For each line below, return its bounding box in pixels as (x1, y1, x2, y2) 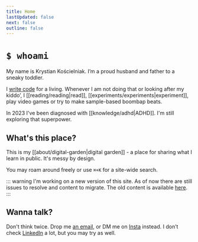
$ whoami (6, 51, 49, 62)
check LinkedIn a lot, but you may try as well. (6, 229, 116, 236)
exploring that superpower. (6, 116, 72, 123)
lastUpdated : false (6, 14, 54, 20)
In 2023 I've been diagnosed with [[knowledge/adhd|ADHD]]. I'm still (6, 110, 174, 117)
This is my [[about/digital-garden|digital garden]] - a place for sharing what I (6, 149, 192, 155)
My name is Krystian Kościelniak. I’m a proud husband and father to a (6, 68, 176, 75)
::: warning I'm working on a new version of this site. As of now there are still (6, 178, 192, 185)
